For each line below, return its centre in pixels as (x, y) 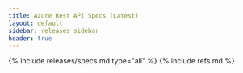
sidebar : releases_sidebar (54, 30)
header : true (30, 38)
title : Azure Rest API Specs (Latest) (73, 16)
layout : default (36, 23)
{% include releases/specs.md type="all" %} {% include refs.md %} (122, 61)
